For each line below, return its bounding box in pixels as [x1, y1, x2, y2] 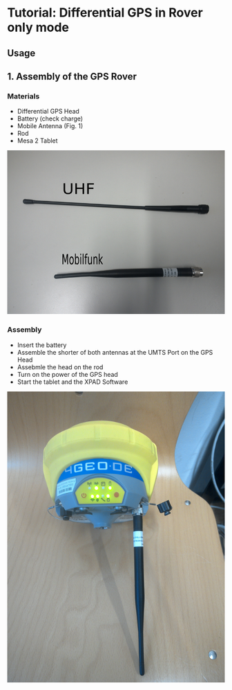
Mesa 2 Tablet [17, 136, 58, 145]
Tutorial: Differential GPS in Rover [7, 5, 204, 21]
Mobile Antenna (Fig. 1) [17, 122, 84, 130]
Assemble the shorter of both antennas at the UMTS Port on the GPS [17, 348, 213, 356]
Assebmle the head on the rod [17, 362, 104, 371]
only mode [7, 19, 70, 35]
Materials [7, 91, 40, 101]
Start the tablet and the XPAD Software [17, 378, 128, 386]
